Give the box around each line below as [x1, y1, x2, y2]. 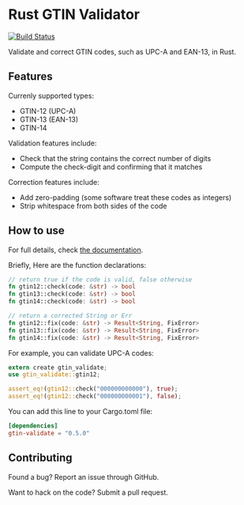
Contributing [8, 451, 73, 465]
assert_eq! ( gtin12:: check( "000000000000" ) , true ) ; [8, 385, 178, 393]
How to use [8, 224, 65, 238]
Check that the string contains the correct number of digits [19, 153, 212, 163]
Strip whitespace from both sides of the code [19, 201, 167, 210]
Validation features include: [8, 138, 97, 148]
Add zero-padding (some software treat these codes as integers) [19, 192, 232, 202]
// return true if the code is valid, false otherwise [8, 275, 193, 284]
